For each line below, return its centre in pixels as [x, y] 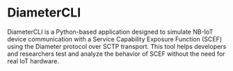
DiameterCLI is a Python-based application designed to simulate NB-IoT [110, 32]
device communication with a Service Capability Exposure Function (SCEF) [115, 39]
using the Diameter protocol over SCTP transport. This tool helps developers [117, 46]
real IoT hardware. [33, 61]
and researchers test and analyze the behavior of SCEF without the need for [116, 54]
